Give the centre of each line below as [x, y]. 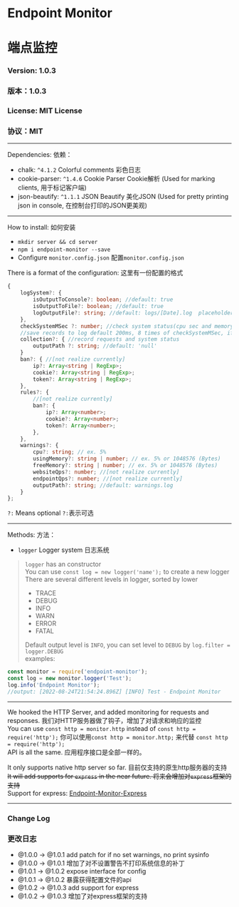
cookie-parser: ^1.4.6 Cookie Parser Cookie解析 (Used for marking [116, 179]
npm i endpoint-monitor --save [64, 250]
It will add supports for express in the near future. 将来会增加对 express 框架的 [119, 776]
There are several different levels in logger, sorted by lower [111, 580]
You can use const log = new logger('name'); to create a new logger [127, 572]
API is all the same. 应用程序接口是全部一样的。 [76, 752]
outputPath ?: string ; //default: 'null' [95, 346]
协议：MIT [25, 131]
